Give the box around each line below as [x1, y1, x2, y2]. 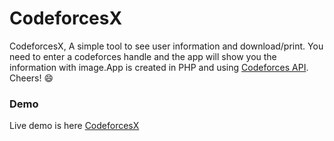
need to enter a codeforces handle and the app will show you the [9, 50, 277, 62]
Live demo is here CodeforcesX [9, 120, 140, 132]
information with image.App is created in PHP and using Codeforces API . [9, 61, 309, 73]
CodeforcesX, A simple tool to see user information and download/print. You [9, 40, 324, 52]
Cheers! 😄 [9, 72, 54, 84]
